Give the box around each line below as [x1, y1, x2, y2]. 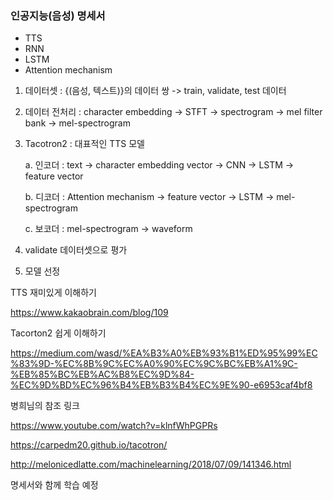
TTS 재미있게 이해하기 [10, 287, 97, 299]
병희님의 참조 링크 [10, 400, 80, 412]
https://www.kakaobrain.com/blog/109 [10, 307, 169, 319]
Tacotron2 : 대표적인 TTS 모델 [24, 138, 146, 150]
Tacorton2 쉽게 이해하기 [10, 327, 107, 339]
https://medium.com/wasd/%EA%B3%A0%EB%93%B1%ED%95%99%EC [10, 347, 318, 359]
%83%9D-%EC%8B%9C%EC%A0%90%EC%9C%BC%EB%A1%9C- [10, 358, 298, 370]
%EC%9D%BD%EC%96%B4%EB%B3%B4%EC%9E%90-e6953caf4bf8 [10, 379, 313, 391]
